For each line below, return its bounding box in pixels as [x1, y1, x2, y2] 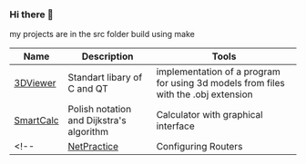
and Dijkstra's [67, 114, 127, 127]
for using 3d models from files [156, 77, 285, 90]
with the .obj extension [156, 88, 253, 101]
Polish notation [67, 103, 132, 116]
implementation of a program [156, 65, 280, 78]
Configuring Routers [156, 140, 243, 153]
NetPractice [67, 140, 119, 153]
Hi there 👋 [9, 8, 55, 21]
